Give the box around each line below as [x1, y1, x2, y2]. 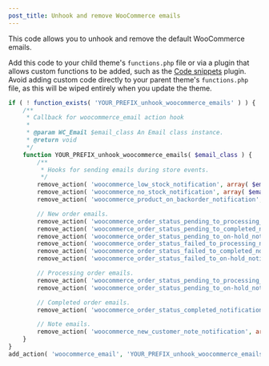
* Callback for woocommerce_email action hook [26, 114, 184, 122]
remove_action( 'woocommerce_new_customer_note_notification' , [37, 328, 252, 336]
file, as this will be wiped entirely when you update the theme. [8, 83, 212, 93]
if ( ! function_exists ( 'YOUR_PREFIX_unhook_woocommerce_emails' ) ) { [8, 99, 256, 107]
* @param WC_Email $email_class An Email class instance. [26, 129, 224, 137]
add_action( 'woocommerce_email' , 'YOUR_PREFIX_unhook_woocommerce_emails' [8, 350, 267, 358]
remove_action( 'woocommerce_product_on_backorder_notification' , [37, 195, 263, 203]
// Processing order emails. [37, 269, 134, 277]
